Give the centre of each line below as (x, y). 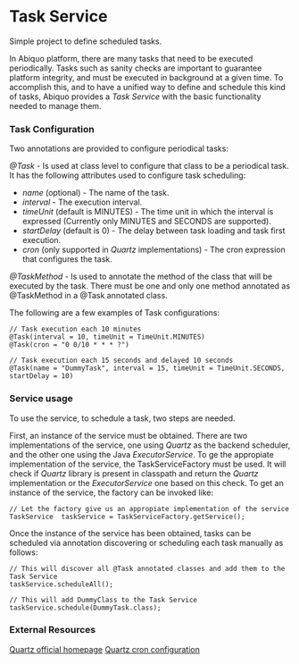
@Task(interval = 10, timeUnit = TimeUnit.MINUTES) (107, 337)
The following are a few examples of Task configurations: (115, 313)
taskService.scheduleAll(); (62, 584)
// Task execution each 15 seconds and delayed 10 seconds (121, 361)
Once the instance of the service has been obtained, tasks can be (130, 533)
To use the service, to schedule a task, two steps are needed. (122, 418)
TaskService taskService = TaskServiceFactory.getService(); (127, 517)
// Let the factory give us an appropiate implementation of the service (149, 509)
